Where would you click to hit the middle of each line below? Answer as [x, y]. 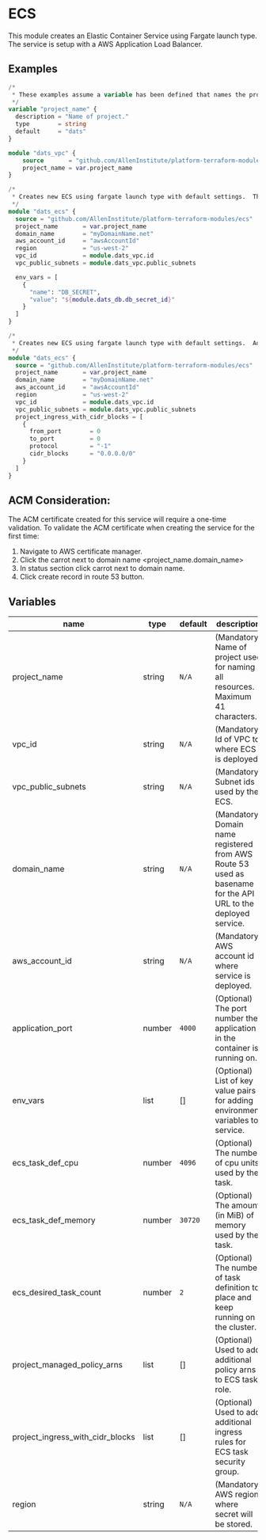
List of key [234, 1081]
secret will [234, 1515]
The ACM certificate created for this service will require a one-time [118, 519]
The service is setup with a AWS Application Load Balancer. [106, 44]
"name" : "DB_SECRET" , [65, 292]
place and [233, 1298]
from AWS [234, 854]
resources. [235, 687]
